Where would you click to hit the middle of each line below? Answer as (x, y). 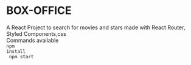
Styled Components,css (36, 33)
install (16, 51)
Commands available (33, 40)
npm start (21, 56)
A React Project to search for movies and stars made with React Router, (96, 27)
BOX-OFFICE (39, 11)
